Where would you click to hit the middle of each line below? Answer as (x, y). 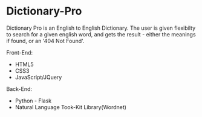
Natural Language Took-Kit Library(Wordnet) (71, 107)
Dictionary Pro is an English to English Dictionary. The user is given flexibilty (101, 28)
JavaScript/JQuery (38, 77)
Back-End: (19, 89)
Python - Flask (33, 101)
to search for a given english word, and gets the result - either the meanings (101, 34)
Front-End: (20, 52)
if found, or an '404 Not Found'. (45, 41)
